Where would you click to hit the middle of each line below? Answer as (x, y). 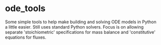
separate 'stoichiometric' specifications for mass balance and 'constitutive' (80, 32)
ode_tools (25, 8)
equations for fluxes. (26, 37)
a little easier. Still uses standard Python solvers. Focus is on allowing (74, 27)
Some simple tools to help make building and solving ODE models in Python (81, 22)
